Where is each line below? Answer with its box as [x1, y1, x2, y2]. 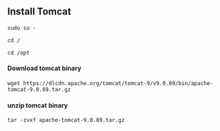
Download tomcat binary [7, 64, 82, 73]
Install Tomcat [7, 6, 71, 18]
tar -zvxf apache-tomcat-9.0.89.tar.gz [7, 117, 125, 124]
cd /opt [7, 49, 30, 56]
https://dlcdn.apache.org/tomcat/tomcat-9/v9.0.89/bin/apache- [23, 80, 214, 87]
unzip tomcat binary [7, 101, 69, 109]
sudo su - [7, 24, 37, 31]
